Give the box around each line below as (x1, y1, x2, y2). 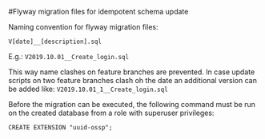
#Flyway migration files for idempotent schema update (8, 7, 189, 16)
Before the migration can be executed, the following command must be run (8, 100, 256, 109)
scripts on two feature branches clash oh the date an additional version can (8, 76, 258, 85)
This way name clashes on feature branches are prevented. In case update (8, 67, 255, 77)
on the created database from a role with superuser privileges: (8, 108, 215, 117)
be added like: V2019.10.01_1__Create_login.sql (8, 84, 168, 93)
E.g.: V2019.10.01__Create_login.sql (8, 52, 130, 61)
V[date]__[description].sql (8, 38, 102, 46)
